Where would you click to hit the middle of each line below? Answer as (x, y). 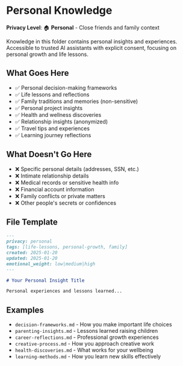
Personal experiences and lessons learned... (64, 291)
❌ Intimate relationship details (52, 176)
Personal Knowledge (59, 11)
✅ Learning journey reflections (53, 135)
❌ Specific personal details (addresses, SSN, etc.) (77, 169)
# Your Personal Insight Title (45, 281)
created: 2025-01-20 (32, 253)
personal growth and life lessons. (47, 54)
